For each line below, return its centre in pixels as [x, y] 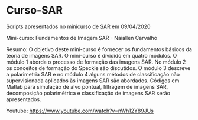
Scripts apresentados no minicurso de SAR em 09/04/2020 [78, 26]
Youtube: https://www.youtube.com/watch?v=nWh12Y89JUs [80, 111]
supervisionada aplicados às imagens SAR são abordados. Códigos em [93, 81]
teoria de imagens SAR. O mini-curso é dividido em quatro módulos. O [92, 55]
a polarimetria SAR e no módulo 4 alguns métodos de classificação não [93, 74]
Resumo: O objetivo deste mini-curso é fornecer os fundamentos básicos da [99, 49]
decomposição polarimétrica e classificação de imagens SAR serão [88, 93]
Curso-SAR [35, 10]
